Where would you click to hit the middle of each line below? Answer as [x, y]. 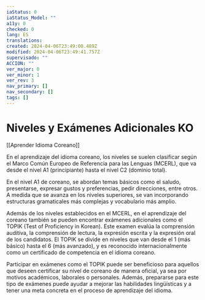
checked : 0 [20, 29]
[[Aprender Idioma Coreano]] [43, 145]
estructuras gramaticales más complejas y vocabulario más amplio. [91, 201]
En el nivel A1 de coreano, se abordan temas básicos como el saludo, [94, 182]
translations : [25, 40]
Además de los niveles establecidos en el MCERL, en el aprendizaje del [96, 213]
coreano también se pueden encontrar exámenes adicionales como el [95, 220]
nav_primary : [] [27, 87]
